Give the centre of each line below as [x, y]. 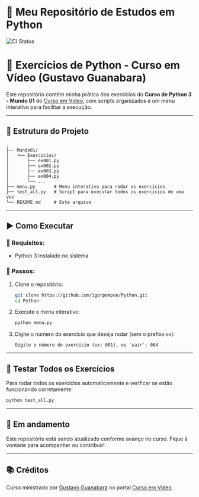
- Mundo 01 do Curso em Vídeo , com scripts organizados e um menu [91, 100]
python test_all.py [30, 401]
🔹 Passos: [21, 271]
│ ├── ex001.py [33, 161]
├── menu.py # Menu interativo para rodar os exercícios [86, 187]
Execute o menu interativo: [47, 312]
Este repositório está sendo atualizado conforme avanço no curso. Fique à [97, 439]
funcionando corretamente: [39, 389]
